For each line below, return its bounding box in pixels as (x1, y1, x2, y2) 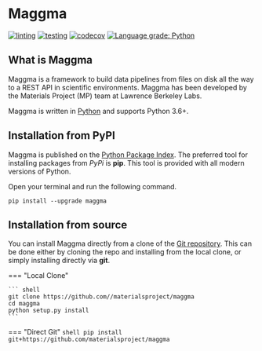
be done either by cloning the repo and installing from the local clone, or (8, 247, 242, 257)
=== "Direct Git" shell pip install (8, 327, 123, 337)
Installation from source (8, 218, 128, 232)
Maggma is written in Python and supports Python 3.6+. (8, 106, 189, 115)
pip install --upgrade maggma (8, 197, 107, 205)
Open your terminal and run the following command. (8, 181, 177, 191)
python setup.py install (8, 307, 89, 315)
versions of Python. (8, 166, 71, 176)
